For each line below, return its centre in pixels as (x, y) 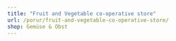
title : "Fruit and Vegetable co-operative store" (82, 14)
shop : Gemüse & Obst (38, 26)
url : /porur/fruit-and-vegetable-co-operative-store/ (88, 20)
